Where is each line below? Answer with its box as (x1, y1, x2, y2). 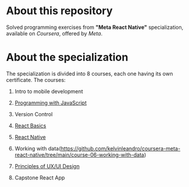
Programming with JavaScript (14, 99, 87, 106)
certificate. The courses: (6, 76, 66, 83)
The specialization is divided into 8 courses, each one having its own (6, 70, 173, 77)
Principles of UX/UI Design (14, 162, 80, 169)
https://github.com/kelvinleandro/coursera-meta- (61, 145, 181, 152)
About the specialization (6, 51, 128, 64)
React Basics (14, 122, 47, 129)
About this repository (6, 4, 113, 18)
